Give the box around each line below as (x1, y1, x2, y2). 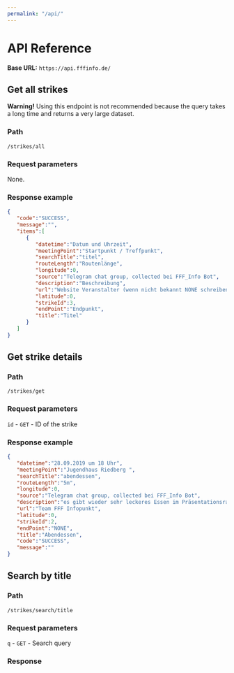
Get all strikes (7, 83, 68, 95)
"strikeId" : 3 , (35, 299, 77, 306)
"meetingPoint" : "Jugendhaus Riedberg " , (16, 466, 136, 473)
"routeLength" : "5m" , (16, 479, 77, 486)
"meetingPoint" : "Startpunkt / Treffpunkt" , (35, 247, 164, 254)
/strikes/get (7, 388, 45, 395)
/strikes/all (7, 143, 45, 150)
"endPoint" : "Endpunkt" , (35, 305, 104, 313)
